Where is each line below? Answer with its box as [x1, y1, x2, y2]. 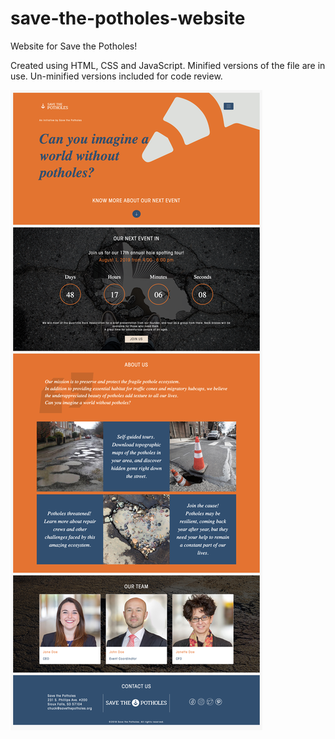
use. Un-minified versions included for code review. [10, 70, 223, 82]
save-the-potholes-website [10, 7, 246, 30]
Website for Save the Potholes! [10, 40, 138, 52]
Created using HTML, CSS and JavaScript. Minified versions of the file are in [10, 59, 326, 71]
